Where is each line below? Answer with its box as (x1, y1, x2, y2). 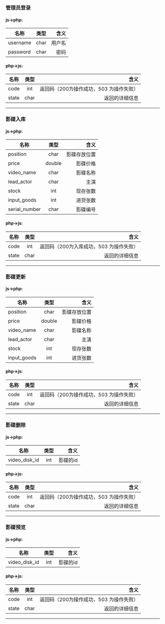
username (8, 39, 31, 46)
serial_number (8, 206, 41, 213)
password (8, 48, 31, 55)
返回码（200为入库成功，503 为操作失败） (39, 243, 139, 250)
